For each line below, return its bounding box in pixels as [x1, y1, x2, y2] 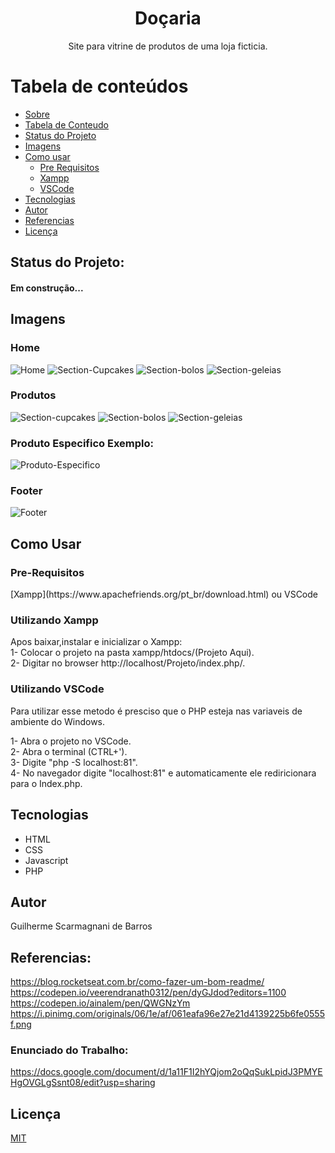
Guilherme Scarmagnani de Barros [10, 920, 153, 932]
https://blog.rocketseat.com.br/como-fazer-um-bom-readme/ [10, 976, 265, 988]
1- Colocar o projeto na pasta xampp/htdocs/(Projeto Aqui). [10, 647, 255, 659]
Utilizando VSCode [10, 682, 105, 696]
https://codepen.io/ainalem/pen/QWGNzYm [10, 997, 191, 1009]
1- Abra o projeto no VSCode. [10, 735, 132, 747]
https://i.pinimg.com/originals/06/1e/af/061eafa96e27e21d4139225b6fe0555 [10, 1008, 325, 1020]
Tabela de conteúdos [10, 75, 189, 98]
